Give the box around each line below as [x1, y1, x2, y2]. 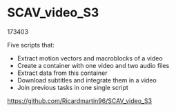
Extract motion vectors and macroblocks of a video [17, 54, 164, 63]
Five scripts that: [7, 41, 55, 49]
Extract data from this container [17, 69, 108, 77]
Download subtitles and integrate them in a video [17, 76, 157, 84]
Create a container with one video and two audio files [17, 61, 170, 69]
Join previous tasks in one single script [17, 83, 129, 91]
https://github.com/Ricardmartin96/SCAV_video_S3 [7, 96, 153, 104]
